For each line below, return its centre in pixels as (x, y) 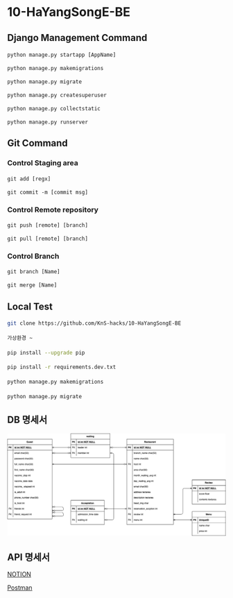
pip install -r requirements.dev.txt (62, 367)
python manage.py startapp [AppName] (62, 55)
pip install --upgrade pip (46, 352)
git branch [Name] (34, 272)
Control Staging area (43, 163)
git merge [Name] (32, 285)
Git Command (37, 143)
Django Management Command (77, 38)
